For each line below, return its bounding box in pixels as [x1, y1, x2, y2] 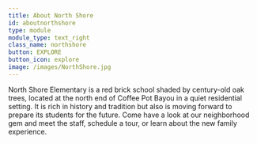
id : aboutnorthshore [8, 19, 77, 27]
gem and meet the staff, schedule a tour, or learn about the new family [8, 118, 237, 127]
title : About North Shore [8, 11, 93, 20]
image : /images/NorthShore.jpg [8, 63, 111, 71]
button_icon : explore [8, 56, 80, 64]
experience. [8, 127, 47, 136]
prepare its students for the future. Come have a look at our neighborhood [8, 110, 250, 119]
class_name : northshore [8, 41, 87, 49]
